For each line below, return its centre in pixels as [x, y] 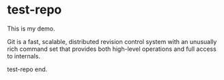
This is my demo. [31, 28]
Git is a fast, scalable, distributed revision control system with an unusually [112, 41]
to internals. [24, 56]
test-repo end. [27, 69]
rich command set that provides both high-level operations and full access [112, 49]
